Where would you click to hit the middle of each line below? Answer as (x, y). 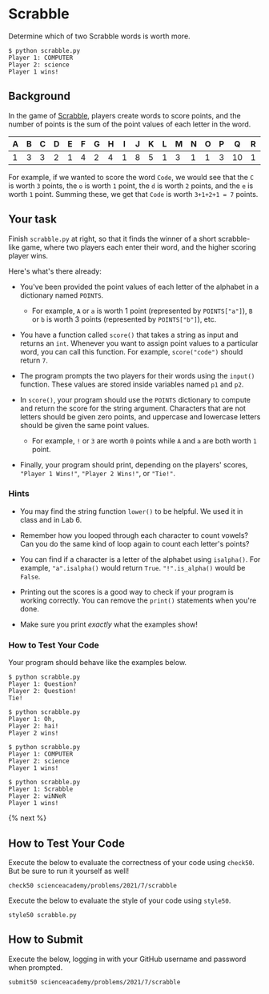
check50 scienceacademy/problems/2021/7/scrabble (93, 885)
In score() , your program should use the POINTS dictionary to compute (135, 399)
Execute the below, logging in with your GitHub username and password (127, 959)
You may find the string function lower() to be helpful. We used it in (131, 511)
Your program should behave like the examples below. (97, 663)
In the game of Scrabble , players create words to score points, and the (125, 115)
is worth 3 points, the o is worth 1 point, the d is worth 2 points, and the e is (131, 186)
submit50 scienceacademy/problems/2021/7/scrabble (94, 982)
